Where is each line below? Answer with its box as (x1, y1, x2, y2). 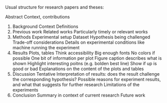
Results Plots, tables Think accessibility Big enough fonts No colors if (12, 50, 155, 56)
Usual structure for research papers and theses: (5, 4, 104, 10)
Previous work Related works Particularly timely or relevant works (12, 29, 148, 34)
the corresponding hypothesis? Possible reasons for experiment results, (12, 77, 161, 82)
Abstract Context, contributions (5, 14, 70, 19)
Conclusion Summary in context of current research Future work (12, 92, 145, 98)
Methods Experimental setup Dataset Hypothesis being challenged (12, 34, 150, 40)
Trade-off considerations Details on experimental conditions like (12, 39, 145, 45)
